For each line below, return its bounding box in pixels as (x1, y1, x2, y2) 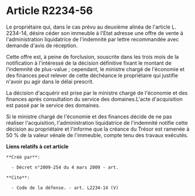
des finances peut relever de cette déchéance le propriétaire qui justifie (6, 72, 179, 79)
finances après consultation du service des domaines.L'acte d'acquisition (6, 95, 183, 103)
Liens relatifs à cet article (6, 143, 69, 150)
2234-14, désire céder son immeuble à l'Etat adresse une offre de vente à (6, 29, 184, 36)
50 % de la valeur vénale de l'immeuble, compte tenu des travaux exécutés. (6, 131, 189, 138)
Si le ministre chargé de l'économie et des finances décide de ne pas (6, 113, 172, 120)
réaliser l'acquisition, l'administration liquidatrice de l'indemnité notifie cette (6, 119, 188, 126)
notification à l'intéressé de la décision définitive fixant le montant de (6, 60, 172, 66)
